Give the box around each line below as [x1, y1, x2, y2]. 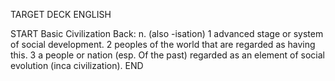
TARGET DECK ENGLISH [10, 9, 112, 20]
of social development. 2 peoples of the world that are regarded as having [10, 39, 316, 50]
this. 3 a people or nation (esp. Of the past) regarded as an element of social [10, 49, 325, 61]
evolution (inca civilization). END [10, 60, 144, 71]
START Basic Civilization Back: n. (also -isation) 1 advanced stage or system [10, 28, 324, 39]
